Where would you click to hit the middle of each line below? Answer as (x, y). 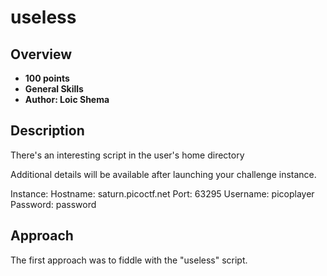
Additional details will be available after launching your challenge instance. (163, 174)
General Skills (54, 89)
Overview (41, 54)
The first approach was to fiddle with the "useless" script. (129, 260)
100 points (47, 78)
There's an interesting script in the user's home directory (127, 155)
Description (47, 131)
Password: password (53, 204)
